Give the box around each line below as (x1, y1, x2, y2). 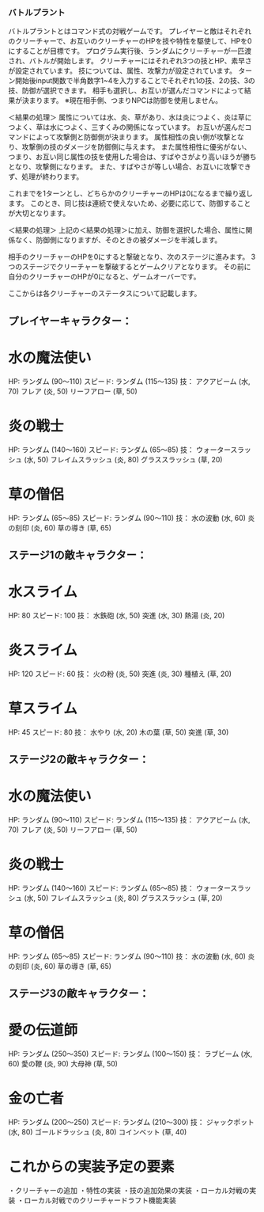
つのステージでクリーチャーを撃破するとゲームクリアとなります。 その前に (8, 262, 251, 272)
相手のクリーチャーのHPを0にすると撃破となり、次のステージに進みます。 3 (8, 252, 256, 262)
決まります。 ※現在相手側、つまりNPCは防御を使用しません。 (21, 96, 223, 105)
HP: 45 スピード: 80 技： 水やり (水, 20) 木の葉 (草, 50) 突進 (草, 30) (8, 727, 229, 737)
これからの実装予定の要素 (8, 1158, 175, 1176)
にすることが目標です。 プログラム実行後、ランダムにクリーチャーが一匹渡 (8, 46, 252, 56)
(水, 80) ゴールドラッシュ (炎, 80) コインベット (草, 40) (8, 1127, 187, 1137)
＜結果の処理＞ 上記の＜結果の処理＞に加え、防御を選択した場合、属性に (8, 226, 246, 235)
